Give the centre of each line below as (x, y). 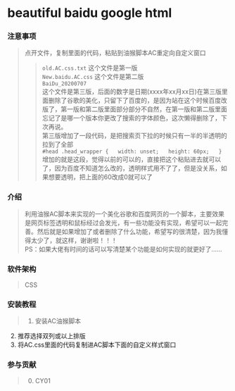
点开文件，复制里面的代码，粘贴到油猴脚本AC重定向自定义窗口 (115, 53)
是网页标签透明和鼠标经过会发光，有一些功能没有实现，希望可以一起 (123, 223)
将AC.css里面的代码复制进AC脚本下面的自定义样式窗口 (97, 345)
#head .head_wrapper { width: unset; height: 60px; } (132, 152)
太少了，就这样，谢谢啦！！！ (74, 240)
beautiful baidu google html (90, 13)
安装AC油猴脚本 (58, 321)
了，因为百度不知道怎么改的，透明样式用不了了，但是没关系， (132, 168)
